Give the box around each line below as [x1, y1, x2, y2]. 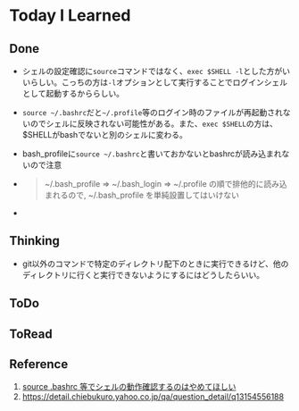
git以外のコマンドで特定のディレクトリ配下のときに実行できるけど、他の [21, 258, 289, 269]
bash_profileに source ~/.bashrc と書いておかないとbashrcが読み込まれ [21, 148, 283, 159]
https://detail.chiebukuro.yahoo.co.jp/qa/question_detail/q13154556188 [21, 391, 284, 402]
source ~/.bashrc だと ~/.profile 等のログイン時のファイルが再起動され [21, 107, 283, 117]
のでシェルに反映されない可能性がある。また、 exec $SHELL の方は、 [29, 118, 278, 129]
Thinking [9, 233, 61, 248]
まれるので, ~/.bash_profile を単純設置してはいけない [44, 189, 239, 200]
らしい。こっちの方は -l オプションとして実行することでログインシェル [29, 77, 288, 88]
